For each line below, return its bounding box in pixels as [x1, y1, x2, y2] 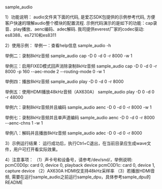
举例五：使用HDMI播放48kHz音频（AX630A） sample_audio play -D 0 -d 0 [5, 89, 155, 94]
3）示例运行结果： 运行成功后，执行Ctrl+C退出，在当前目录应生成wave [5, 141, 147, 146]
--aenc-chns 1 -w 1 [5, 120, 43, 126]
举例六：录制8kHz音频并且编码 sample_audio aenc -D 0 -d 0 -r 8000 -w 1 [5, 104, 152, 110]
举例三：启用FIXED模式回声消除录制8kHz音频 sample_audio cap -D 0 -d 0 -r [5, 63, 157, 69]
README [5, 179, 23, 185]
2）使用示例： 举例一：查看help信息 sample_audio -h [5, 43, 111, 48]
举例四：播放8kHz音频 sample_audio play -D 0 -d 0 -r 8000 [5, 79, 124, 84]
